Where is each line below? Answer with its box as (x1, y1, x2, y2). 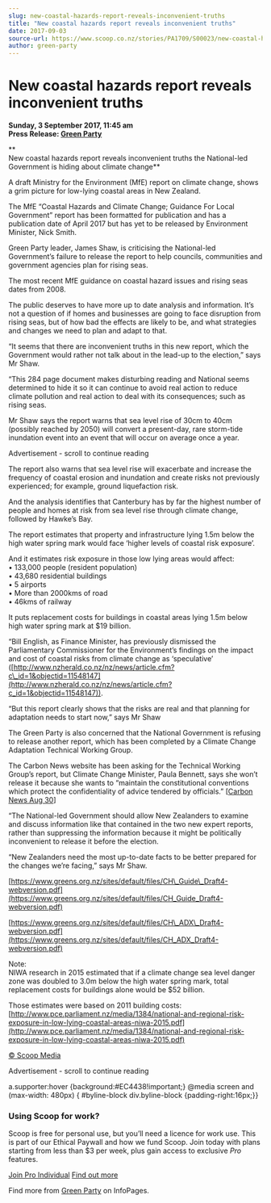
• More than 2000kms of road (8, 589, 108, 598)
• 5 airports (8, 580, 47, 589)
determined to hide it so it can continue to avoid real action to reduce (8, 383, 238, 392)
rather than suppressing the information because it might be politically (8, 828, 242, 838)
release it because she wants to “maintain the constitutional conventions (8, 778, 249, 788)
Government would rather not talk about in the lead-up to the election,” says (8, 350, 261, 360)
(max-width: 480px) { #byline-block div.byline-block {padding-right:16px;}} (8, 1091, 259, 1100)
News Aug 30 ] (8, 795, 56, 805)
